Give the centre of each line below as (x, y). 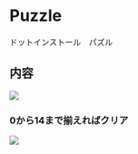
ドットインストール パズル (61, 42)
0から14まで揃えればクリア (69, 120)
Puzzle (35, 16)
